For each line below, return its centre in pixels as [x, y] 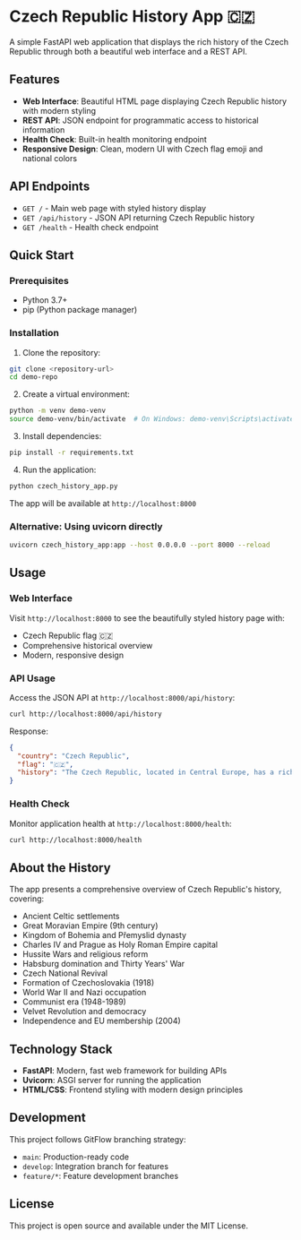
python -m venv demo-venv [57, 411]
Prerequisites [39, 280]
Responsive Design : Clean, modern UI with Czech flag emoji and [142, 149]
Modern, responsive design [73, 655]
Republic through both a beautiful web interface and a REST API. [129, 51]
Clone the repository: [61, 352]
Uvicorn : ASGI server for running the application [112, 1080]
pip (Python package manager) [80, 310]
